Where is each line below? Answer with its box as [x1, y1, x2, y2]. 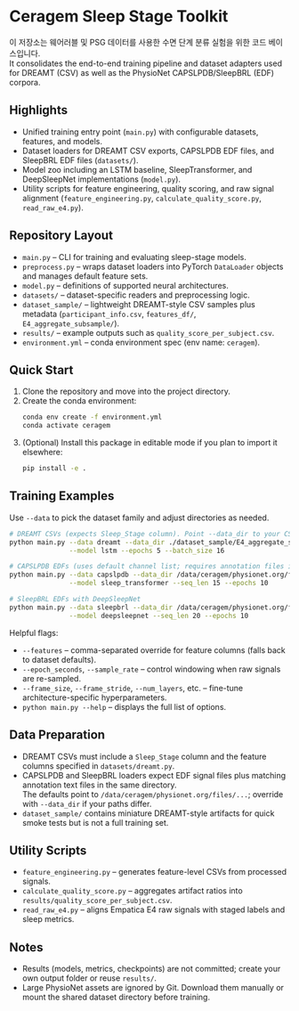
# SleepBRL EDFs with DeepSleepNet [9, 595, 141, 604]
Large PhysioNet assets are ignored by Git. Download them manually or [21, 982, 285, 993]
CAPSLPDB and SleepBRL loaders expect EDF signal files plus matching [21, 770, 287, 780]
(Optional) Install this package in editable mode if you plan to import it [21, 437, 278, 448]
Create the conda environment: [21, 395, 137, 406]
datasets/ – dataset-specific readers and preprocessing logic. [21, 289, 251, 300]
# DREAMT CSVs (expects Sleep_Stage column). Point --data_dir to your [9, 529, 280, 538]
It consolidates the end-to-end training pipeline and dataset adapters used [9, 58, 283, 69]
